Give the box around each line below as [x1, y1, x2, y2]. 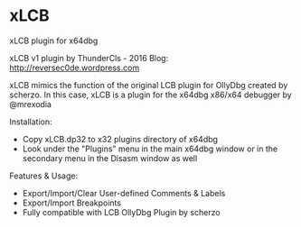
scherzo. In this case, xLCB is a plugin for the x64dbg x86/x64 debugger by [9, 89, 292, 100]
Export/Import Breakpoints [22, 197, 122, 208]
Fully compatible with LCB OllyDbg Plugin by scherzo [22, 206, 221, 217]
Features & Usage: [9, 170, 79, 181]
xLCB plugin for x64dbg [9, 35, 99, 46]
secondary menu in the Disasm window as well [22, 152, 198, 163]
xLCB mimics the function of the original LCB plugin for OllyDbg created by [9, 79, 288, 90]
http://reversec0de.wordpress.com [9, 62, 140, 73]
